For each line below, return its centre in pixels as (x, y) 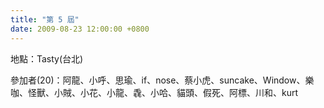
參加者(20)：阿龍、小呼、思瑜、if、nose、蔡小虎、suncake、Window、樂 (162, 80)
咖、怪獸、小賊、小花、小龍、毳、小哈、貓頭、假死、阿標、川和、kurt (154, 92)
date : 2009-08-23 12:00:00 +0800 (80, 29)
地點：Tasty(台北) (47, 58)
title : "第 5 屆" (45, 19)
